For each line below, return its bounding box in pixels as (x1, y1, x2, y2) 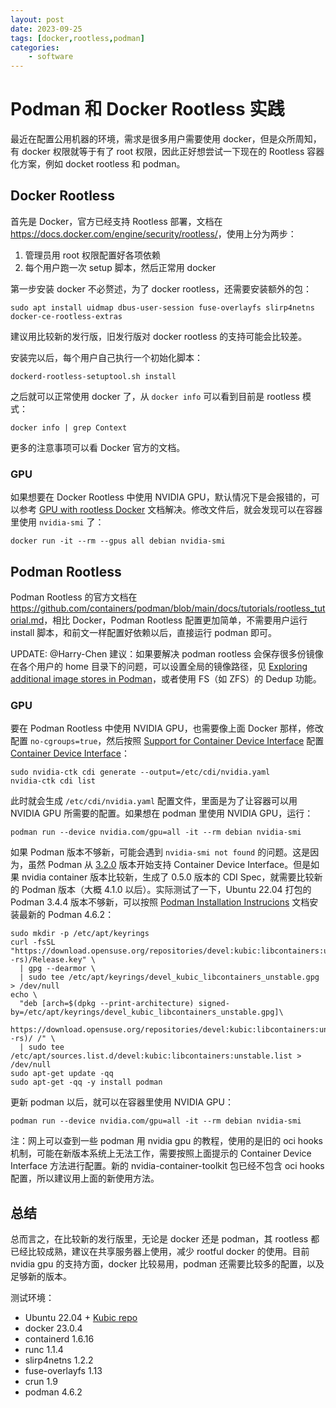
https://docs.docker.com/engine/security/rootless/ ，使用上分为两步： (10, 227, 297, 240)
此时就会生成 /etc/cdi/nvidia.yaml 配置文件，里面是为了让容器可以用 (10, 795, 298, 807)
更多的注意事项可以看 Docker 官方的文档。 (10, 441, 186, 453)
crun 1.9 (24, 1376, 58, 1388)
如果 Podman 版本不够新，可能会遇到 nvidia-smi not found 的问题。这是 (10, 846, 311, 858)
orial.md (10, 614, 45, 626)
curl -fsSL (10, 937, 56, 948)
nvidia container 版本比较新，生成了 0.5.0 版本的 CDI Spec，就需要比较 (21, 871, 315, 883)
